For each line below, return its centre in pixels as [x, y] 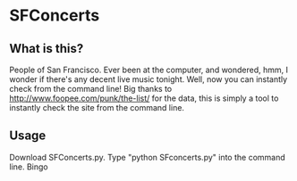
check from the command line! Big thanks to [91, 89]
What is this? [47, 49]
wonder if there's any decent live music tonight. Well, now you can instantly [148, 79]
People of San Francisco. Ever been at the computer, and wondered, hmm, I [149, 70]
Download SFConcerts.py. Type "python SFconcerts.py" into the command [148, 157]
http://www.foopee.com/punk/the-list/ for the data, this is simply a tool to [144, 98]
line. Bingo [29, 167]
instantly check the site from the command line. [97, 107]
